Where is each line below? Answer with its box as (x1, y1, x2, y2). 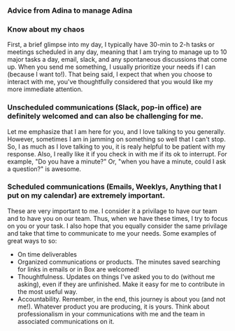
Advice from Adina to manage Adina (7, 6, 133, 15)
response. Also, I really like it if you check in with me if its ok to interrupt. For (7, 149, 227, 158)
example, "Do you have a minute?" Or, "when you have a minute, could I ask (7, 157, 227, 165)
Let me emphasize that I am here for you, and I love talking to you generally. (7, 127, 226, 135)
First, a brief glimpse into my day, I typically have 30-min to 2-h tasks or (7, 41, 215, 49)
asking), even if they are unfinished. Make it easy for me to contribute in (17, 280, 225, 288)
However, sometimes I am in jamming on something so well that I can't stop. (7, 135, 226, 143)
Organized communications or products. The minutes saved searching (17, 257, 220, 266)
